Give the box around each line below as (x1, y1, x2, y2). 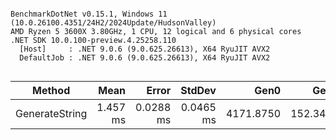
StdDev (180, 84, 217, 97)
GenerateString (15, 107, 88, 120)
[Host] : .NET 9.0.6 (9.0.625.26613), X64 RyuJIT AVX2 (19, 44, 271, 54)
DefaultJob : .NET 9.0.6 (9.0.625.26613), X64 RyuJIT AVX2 (19, 53, 271, 63)
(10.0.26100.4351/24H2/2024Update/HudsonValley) (10, 18, 217, 28)
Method (32, 84, 71, 97)
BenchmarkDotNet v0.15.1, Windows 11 (10, 9, 168, 19)
